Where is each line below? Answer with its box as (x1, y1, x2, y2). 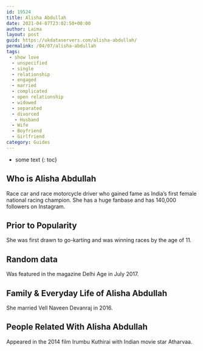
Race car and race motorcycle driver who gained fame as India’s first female (6, 190, 197, 197)
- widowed (12, 99, 36, 105)
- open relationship (12, 94, 64, 100)
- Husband (14, 116, 40, 122)
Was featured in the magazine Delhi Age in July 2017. (6, 271, 139, 278)
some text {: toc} (15, 156, 58, 163)
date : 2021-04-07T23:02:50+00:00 (6, 20, 91, 26)
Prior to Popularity (6, 220, 77, 230)
